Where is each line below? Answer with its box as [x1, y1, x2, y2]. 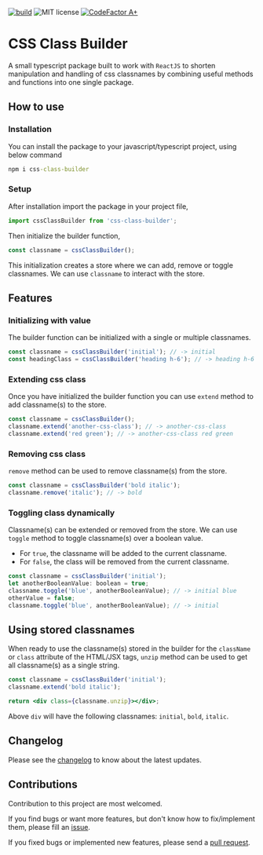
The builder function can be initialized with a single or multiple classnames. [8, 333, 251, 342]
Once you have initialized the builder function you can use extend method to [8, 392, 254, 401]
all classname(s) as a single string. [8, 660, 120, 670]
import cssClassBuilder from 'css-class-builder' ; [8, 217, 177, 225]
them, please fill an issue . [8, 822, 90, 831]
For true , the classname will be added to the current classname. [19, 549, 228, 558]
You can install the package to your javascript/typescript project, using [8, 141, 237, 151]
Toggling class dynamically [8, 507, 115, 518]
